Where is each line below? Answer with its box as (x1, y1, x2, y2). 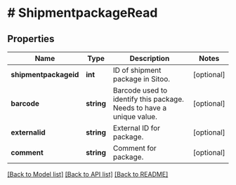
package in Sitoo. (112, 74, 171, 83)
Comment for (112, 144, 157, 153)
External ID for (112, 123, 160, 132)
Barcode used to (112, 85, 168, 95)
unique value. (112, 112, 158, 121)
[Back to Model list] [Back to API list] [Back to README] (7, 170, 169, 178)
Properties (7, 33, 55, 45)
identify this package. (112, 95, 185, 104)
